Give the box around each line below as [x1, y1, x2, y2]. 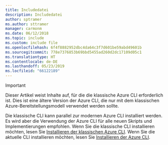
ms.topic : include [5, 36, 44, 41]
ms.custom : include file [5, 40, 58, 45]
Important [5, 82, 26, 88]
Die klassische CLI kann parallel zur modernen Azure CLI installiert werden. [5, 113, 163, 119]
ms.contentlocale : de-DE [5, 59, 58, 64]
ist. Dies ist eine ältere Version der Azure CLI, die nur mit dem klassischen [5, 98, 160, 104]
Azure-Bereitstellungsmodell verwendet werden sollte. [5, 103, 119, 109]
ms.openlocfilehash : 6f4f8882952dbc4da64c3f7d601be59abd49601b [5, 45, 142, 50]
